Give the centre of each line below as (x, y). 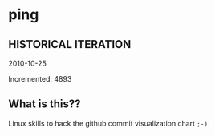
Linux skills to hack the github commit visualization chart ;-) (108, 123)
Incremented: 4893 (40, 79)
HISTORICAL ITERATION (70, 44)
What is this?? (45, 104)
